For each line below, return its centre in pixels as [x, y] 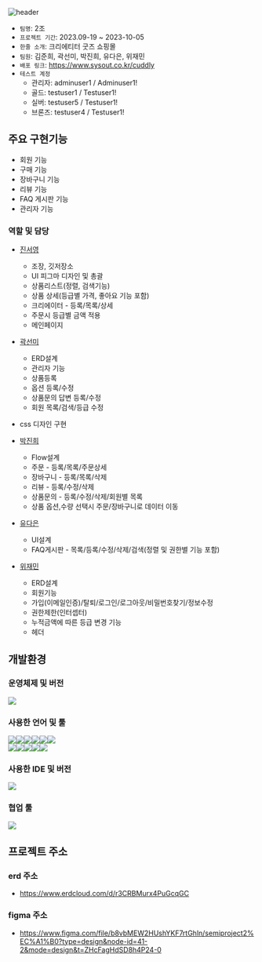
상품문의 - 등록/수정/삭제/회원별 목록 [87, 497]
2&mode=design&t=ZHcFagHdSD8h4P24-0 [91, 949]
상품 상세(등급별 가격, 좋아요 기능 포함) [90, 296]
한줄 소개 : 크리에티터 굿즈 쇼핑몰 [67, 46]
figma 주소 [28, 916]
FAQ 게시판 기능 [44, 199]
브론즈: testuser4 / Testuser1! [78, 112]
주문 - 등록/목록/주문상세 [69, 468]
